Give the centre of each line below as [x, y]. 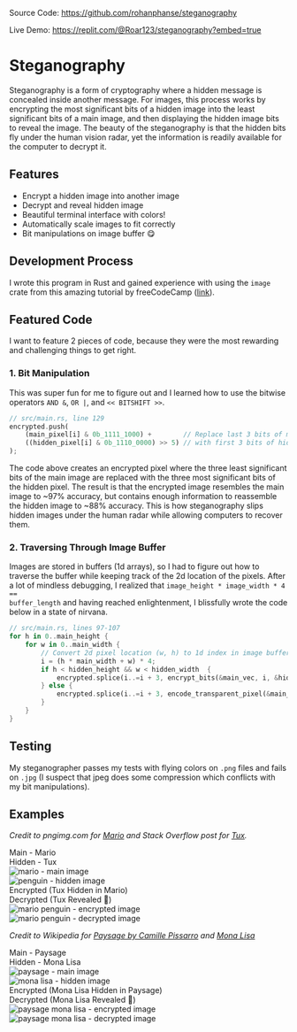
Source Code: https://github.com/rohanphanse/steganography [123, 13]
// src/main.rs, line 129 [57, 418]
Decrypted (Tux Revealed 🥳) [61, 900]
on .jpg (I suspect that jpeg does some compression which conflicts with [142, 777]
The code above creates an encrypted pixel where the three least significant [148, 468]
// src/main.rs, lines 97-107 [65, 628]
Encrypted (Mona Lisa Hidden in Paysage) [86, 990]
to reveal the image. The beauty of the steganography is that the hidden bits [148, 127]
